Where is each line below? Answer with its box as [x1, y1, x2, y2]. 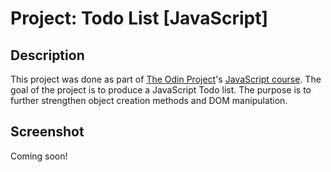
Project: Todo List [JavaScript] [10, 7, 268, 30]
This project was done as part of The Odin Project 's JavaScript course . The [10, 73, 322, 85]
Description [10, 47, 85, 64]
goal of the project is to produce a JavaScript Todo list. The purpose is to [10, 84, 312, 96]
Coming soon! [10, 150, 68, 162]
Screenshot [10, 123, 85, 141]
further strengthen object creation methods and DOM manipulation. [10, 95, 288, 106]
